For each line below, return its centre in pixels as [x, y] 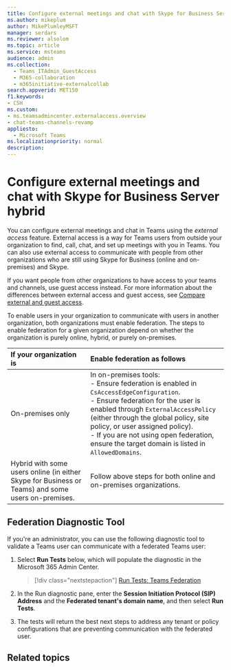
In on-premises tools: [125, 375]
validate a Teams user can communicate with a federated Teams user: [107, 546]
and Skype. [53, 266]
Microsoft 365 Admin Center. [58, 567]
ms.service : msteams [37, 52]
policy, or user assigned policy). [142, 426]
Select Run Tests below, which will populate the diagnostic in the [109, 559]
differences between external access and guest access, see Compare [106, 295]
